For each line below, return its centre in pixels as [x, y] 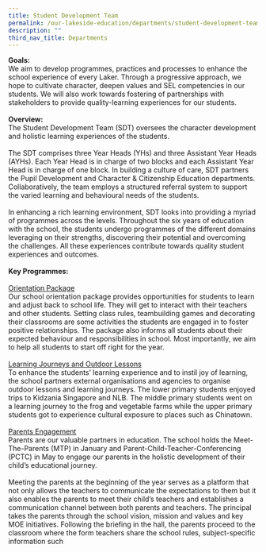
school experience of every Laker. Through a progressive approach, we [125, 77]
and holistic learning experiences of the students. [89, 137]
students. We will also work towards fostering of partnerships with [116, 94]
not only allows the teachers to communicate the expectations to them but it [132, 491]
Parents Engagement [42, 432]
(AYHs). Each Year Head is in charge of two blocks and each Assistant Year [131, 162]
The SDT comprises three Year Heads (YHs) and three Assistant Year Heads [133, 153]
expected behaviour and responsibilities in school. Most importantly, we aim [132, 339]
